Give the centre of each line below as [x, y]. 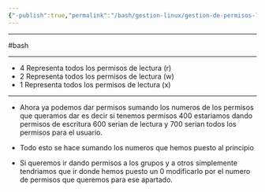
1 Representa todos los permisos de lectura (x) [95, 84]
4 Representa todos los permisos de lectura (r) [95, 68]
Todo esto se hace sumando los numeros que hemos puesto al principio [137, 147]
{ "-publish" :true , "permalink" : [60, 15]
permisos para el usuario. [61, 132]
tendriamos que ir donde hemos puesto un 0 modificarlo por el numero [135, 171]
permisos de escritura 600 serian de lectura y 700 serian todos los [128, 124]
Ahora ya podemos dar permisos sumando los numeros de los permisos [136, 107]
